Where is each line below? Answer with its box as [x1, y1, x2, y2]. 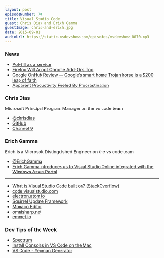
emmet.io [12, 214, 32, 220]
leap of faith [12, 77, 37, 83]
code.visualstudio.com [12, 188, 58, 193]
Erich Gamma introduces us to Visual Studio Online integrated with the [12, 163, 154, 169]
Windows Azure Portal [12, 169, 58, 174]
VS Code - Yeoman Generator [12, 248, 72, 254]
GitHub [12, 120, 27, 126]
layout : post [5, 7, 32, 12]
